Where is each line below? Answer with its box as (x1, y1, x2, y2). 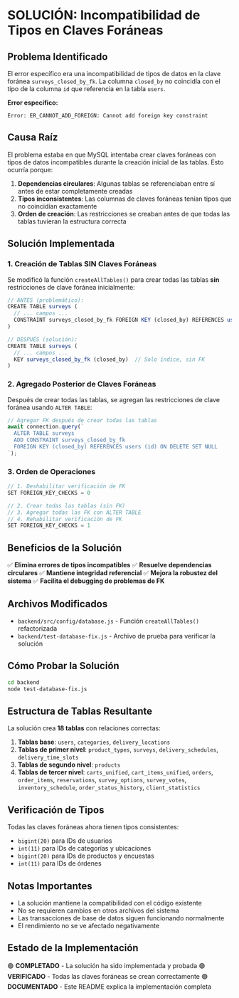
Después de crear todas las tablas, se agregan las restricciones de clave (7, 395, 221, 404)
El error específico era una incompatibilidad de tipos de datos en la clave (7, 70, 221, 78)
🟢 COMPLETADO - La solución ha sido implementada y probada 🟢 (7, 961, 206, 970)
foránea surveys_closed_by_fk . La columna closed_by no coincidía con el (7, 77, 221, 85)
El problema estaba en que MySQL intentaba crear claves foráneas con (7, 150, 216, 159)
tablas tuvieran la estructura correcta (17, 217, 127, 226)
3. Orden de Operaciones (7, 466, 96, 476)
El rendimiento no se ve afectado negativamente (17, 921, 160, 930)
